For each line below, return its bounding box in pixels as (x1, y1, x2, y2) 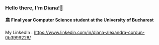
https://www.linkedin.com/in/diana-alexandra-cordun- (34, 29, 145, 36)
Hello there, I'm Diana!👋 (5, 4, 64, 11)
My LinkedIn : (5, 29, 33, 36)
